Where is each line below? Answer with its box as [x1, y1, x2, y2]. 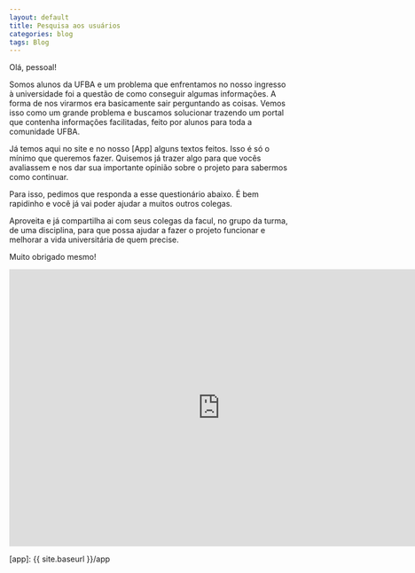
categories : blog [9, 29, 74, 38]
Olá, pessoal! [9, 62, 58, 73]
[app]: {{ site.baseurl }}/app [9, 553, 111, 564]
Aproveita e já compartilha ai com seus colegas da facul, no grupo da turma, [9, 216, 288, 226]
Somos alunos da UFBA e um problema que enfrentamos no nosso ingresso [9, 79, 286, 90]
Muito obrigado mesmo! [9, 252, 97, 263]
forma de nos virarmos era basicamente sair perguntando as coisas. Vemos [9, 98, 286, 109]
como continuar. [9, 172, 69, 183]
